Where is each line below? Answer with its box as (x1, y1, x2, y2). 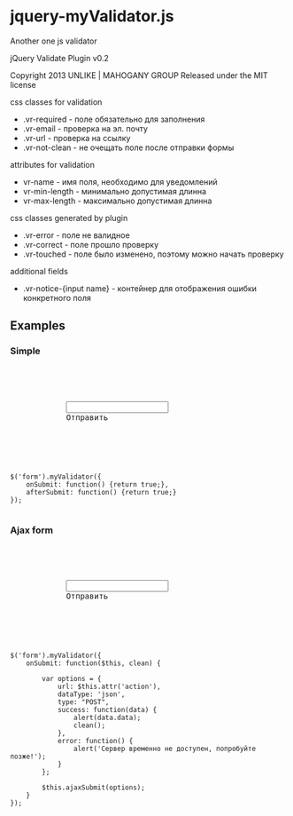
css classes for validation (10, 96, 103, 107)
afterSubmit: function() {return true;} (26, 487, 177, 496)
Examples (10, 318, 66, 334)
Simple (10, 345, 41, 357)
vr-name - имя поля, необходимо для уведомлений (22, 176, 218, 187)
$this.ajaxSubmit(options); (42, 783, 145, 792)
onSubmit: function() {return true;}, (26, 479, 169, 489)
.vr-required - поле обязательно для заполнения (22, 114, 205, 124)
